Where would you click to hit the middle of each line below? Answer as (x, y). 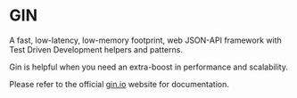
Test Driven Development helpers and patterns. (96, 49)
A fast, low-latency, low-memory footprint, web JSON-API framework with (146, 40)
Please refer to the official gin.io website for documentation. (120, 84)
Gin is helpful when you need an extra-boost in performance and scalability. (148, 67)
